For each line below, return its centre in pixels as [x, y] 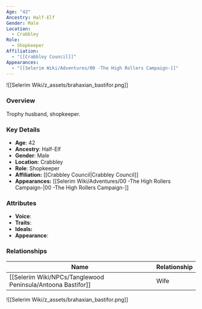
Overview [21, 101]
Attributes [21, 203]
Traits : [23, 223]
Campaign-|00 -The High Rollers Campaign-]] [72, 187]
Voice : [23, 216]
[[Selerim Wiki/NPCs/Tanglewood [57, 277]
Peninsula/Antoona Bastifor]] [50, 284]
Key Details [23, 129]
